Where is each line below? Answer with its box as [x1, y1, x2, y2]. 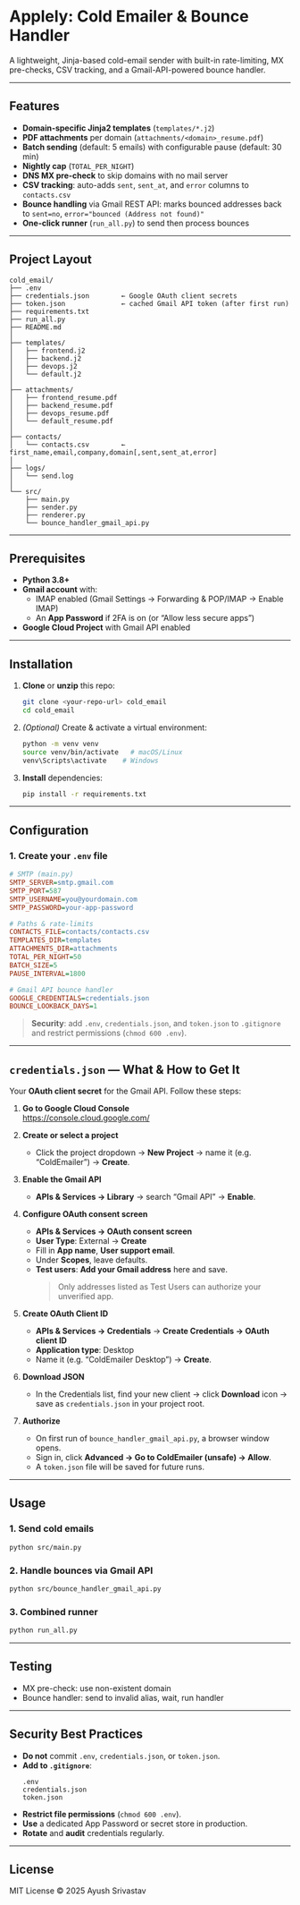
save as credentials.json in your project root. [35, 1399, 205, 1409]
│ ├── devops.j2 [9, 361, 78, 370]
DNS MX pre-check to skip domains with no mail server [21, 170, 229, 181]
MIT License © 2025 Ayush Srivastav [9, 1885, 146, 1896]
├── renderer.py [25, 510, 87, 520]
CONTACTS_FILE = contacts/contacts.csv [9, 928, 150, 937]
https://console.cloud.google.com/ [21, 1112, 150, 1124]
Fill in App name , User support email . [35, 1246, 176, 1256]
